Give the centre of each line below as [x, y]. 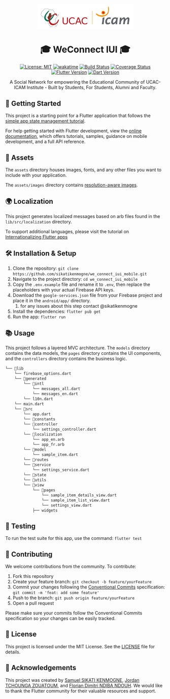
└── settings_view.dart [67, 505]
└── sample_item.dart [55, 455]
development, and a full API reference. [45, 142]
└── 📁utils [35, 480]
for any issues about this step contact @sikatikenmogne [79, 306]
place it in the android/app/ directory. [52, 301]
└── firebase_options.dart [43, 374]
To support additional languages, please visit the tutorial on [67, 231]
